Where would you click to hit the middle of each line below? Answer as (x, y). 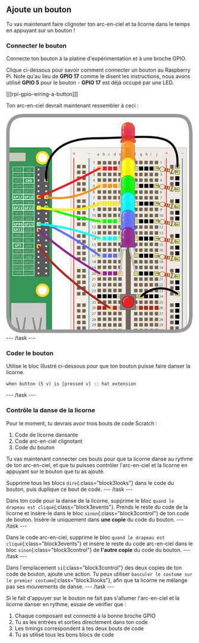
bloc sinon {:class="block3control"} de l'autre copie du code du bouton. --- (98, 549)
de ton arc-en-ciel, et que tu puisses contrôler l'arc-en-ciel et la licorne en (97, 465)
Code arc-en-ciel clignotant (49, 441)
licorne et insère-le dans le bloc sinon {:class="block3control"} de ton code (98, 513)
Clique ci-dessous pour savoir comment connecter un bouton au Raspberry (98, 70)
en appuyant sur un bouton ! (41, 30)
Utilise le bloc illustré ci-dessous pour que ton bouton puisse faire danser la (98, 366)
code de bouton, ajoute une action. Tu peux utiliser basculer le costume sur (99, 574)
